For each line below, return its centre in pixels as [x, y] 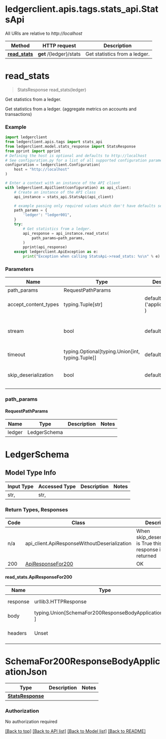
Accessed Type [57, 486]
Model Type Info [31, 473]
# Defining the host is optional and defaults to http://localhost [76, 156]
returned [146, 556]
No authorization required [31, 722]
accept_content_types [33, 305]
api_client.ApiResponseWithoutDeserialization [79, 543]
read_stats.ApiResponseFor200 [39, 577]
